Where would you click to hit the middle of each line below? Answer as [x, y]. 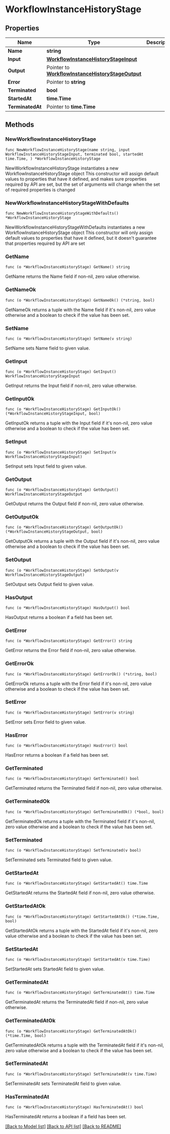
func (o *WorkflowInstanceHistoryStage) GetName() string [68, 267]
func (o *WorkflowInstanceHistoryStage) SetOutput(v [62, 570]
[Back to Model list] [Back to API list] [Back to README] [63, 1126]
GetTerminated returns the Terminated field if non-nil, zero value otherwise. [84, 788]
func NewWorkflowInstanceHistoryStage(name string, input [68, 150]
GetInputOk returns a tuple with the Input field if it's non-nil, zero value [79, 423]
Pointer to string [66, 82]
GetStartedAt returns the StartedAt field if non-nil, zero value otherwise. [80, 893]
